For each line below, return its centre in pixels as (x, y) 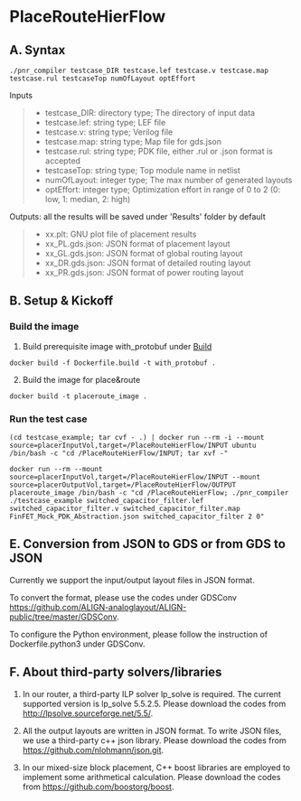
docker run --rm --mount (56, 469)
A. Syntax (38, 50)
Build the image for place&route (81, 379)
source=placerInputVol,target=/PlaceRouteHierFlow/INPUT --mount (135, 477)
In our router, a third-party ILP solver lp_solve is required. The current (152, 694)
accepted (63, 161)
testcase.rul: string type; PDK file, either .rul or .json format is (159, 151)
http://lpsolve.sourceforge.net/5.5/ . (88, 713)
